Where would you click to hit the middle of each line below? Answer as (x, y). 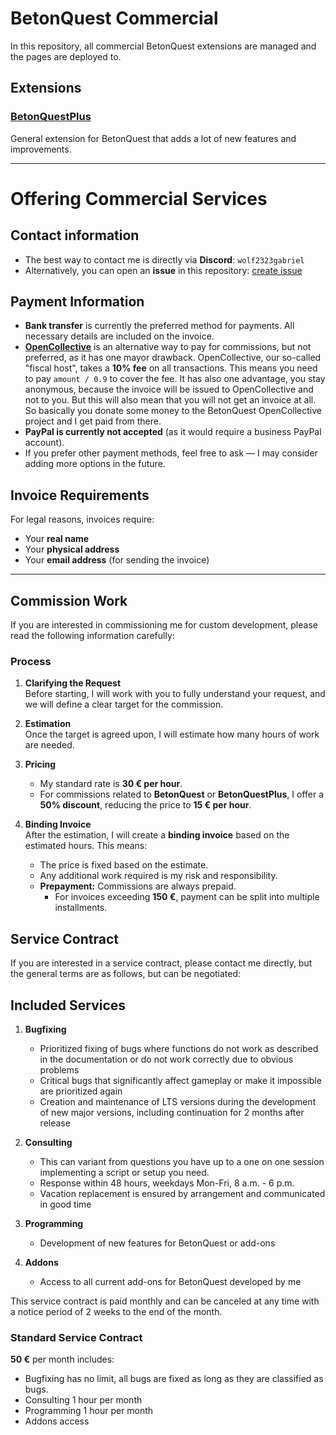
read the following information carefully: (92, 636)
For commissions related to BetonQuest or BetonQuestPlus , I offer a (182, 794)
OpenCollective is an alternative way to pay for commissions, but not (168, 347)
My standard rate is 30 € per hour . (111, 784)
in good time (65, 1204)
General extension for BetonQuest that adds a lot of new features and (153, 138)
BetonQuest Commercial (114, 18)
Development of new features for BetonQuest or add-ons (157, 1243)
